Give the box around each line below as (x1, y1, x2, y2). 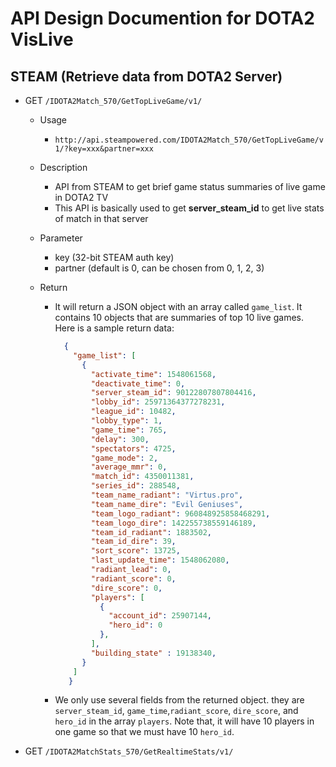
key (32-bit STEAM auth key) (54, 252, 175, 263)
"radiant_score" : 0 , (90, 573, 177, 584)
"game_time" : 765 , (90, 425, 168, 435)
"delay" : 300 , (90, 434, 150, 444)
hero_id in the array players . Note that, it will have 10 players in (54, 715, 315, 727)
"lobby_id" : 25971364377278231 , (90, 397, 226, 407)
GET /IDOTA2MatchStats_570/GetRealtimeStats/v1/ (24, 745, 234, 757)
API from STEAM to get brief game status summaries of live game (54, 181, 326, 192)
